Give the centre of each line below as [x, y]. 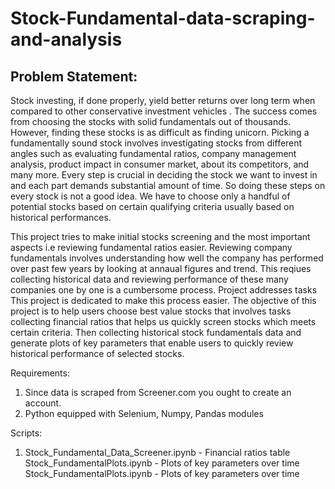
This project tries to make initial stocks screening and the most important [160, 236]
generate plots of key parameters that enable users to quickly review [152, 343]
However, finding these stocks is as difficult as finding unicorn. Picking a [160, 132]
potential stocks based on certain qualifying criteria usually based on [152, 206]
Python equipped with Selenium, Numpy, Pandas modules [144, 413]
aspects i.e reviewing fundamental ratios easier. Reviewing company [151, 247]
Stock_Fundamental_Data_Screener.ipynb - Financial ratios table [157, 452]
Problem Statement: [74, 76]
